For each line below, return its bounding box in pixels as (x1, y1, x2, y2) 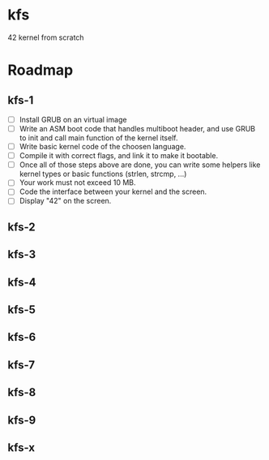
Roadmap (7, 61, 74, 80)
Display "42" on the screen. (19, 196, 112, 206)
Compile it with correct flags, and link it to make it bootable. (19, 151, 219, 161)
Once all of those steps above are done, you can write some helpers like (19, 160, 261, 170)
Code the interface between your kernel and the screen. (19, 187, 207, 196)
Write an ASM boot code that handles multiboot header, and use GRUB (19, 124, 256, 133)
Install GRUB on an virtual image (19, 114, 127, 124)
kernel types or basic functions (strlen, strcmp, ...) (19, 169, 187, 179)
